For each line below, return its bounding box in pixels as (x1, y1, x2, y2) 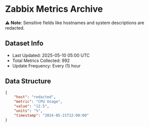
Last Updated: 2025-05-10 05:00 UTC (12, 52, 90, 58)
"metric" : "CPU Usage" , (14, 99, 63, 104)
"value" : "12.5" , (14, 104, 50, 109)
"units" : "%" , (14, 108, 43, 114)
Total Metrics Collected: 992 (12, 58, 70, 63)
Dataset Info (5, 39, 44, 48)
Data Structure (5, 77, 52, 86)
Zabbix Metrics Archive (5, 3, 103, 15)
